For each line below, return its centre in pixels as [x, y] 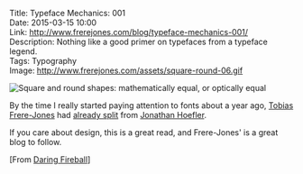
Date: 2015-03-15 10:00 [53, 23]
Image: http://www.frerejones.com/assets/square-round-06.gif [126, 70]
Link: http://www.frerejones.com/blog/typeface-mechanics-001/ [129, 32]
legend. [23, 51]
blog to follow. [36, 142]
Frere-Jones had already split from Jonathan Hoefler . [108, 115]
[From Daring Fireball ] [50, 160]
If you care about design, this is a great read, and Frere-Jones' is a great [144, 133]
